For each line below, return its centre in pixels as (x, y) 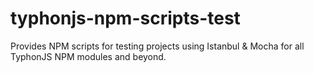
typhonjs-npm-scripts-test (125, 18)
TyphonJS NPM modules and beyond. (88, 56)
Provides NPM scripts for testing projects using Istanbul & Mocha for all (157, 46)
